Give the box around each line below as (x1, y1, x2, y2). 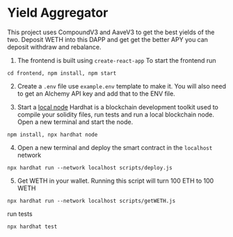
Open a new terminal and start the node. (17, 117, 134, 126)
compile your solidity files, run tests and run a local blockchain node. (17, 110, 214, 118)
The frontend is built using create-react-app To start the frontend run (17, 56, 217, 64)
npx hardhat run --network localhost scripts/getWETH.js (7, 197, 176, 204)
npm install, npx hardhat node (7, 131, 98, 138)
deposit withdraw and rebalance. (7, 43, 102, 51)
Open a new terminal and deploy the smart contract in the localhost (17, 143, 213, 151)
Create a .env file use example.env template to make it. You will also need (17, 82, 226, 90)
